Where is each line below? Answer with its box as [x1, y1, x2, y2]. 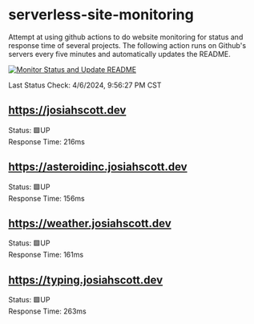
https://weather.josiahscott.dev [8, 217, 172, 230]
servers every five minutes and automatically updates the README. [8, 49, 231, 59]
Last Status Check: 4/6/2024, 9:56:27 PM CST [8, 80, 162, 90]
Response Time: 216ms [8, 136, 86, 146]
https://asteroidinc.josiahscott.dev [8, 160, 187, 174]
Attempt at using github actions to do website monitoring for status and [8, 32, 244, 42]
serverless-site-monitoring [8, 6, 194, 24]
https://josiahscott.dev [8, 103, 127, 117]
